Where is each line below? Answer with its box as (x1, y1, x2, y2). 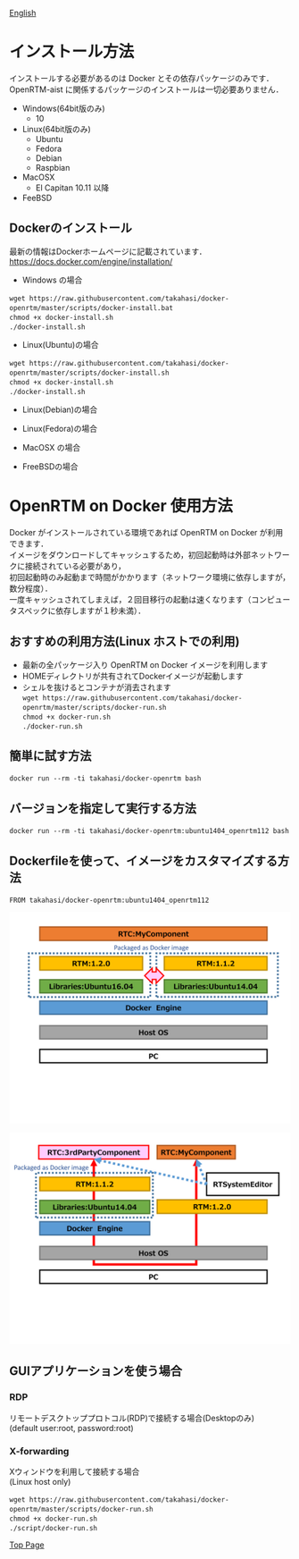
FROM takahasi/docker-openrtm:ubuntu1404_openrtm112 (9, 896, 210, 905)
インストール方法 (9, 42, 135, 62)
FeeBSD (21, 192, 53, 203)
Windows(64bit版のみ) (21, 103, 105, 114)
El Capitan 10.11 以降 (35, 182, 110, 193)
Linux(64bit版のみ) (21, 123, 91, 134)
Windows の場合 (21, 274, 83, 285)
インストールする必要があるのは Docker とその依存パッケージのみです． (9, 72, 274, 83)
